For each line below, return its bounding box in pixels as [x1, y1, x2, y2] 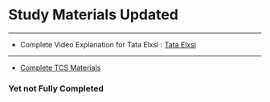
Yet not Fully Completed [8, 83, 104, 94]
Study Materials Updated [8, 6, 179, 24]
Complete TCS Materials [19, 63, 101, 72]
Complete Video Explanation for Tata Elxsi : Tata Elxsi [19, 39, 197, 49]
